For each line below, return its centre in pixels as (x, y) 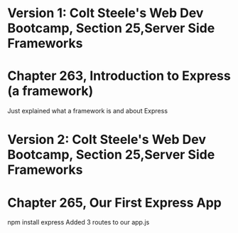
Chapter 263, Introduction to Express (119, 76)
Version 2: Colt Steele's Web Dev (107, 140)
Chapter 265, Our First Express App (114, 203)
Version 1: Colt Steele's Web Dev (106, 13)
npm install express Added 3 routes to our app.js (79, 222)
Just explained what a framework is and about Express (88, 111)
